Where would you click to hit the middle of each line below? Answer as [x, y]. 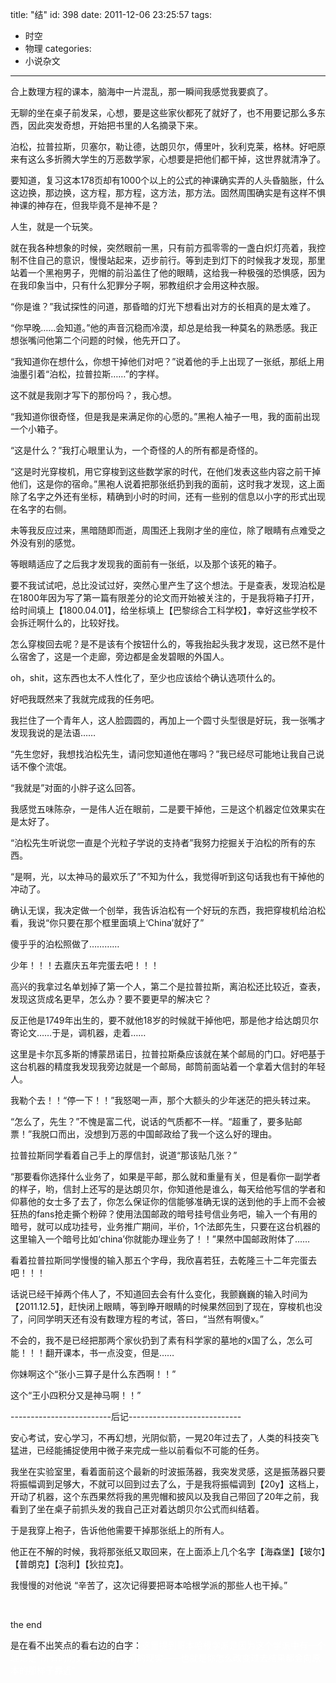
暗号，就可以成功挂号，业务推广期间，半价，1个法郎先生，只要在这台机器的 [165, 1226]
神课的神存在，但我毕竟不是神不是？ [85, 205]
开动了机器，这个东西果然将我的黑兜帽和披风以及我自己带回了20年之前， [160, 1496]
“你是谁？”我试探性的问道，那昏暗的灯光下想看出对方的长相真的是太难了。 [163, 306]
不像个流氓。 [45, 766]
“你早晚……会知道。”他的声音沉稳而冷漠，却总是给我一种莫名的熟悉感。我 [160, 327]
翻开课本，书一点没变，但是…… [109, 1352]
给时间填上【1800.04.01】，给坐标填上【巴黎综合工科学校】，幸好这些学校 [159, 610]
